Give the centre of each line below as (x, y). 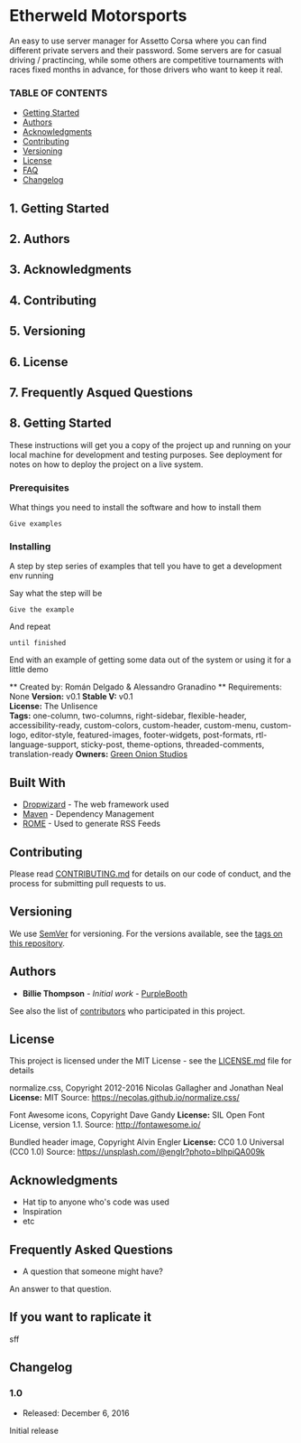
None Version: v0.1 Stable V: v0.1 (71, 697)
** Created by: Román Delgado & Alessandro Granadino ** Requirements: (146, 687)
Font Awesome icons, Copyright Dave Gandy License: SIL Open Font (137, 1115)
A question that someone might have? (93, 1271)
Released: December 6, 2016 (76, 1413)
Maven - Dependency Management (88, 814)
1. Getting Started (59, 208)
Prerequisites (39, 487)
